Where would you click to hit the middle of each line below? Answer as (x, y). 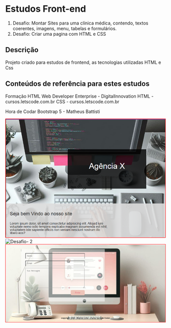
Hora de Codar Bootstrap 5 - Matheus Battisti (53, 111)
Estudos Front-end (46, 9)
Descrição (22, 50)
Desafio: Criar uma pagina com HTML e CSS (59, 34)
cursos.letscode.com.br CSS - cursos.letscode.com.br (62, 101)
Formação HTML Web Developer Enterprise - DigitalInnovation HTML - (79, 96)
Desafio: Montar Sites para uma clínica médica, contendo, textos (80, 23)
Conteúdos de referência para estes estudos (77, 84)
